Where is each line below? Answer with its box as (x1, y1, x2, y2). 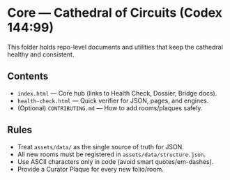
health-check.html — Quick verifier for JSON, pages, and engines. (17, 96, 209, 105)
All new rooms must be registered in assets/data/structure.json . (17, 150, 206, 158)
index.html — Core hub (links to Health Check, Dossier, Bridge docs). (17, 89, 217, 97)
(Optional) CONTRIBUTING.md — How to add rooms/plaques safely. (17, 103, 203, 112)
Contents (7, 70, 49, 82)
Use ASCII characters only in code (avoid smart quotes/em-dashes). (17, 157, 214, 165)
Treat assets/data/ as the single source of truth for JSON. (17, 142, 185, 151)
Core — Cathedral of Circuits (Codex (7, 5, 223, 21)
